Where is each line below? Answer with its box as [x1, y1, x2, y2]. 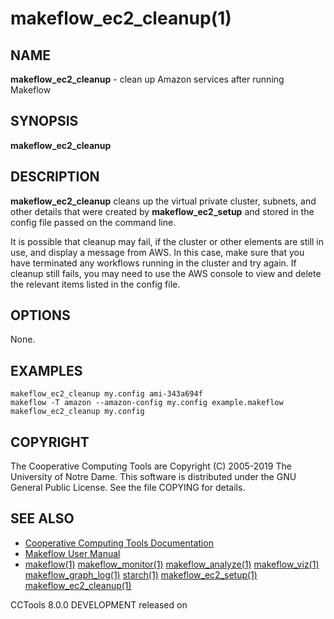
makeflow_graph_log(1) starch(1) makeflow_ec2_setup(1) [24, 568, 258, 581]
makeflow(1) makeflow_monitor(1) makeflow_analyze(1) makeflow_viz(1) [24, 558, 320, 570]
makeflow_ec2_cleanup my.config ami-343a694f [10, 389, 203, 399]
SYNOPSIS [10, 113, 79, 130]
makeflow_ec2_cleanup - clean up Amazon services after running [10, 73, 285, 85]
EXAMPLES [10, 362, 83, 379]
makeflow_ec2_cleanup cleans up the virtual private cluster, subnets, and [10, 195, 317, 207]
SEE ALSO [10, 510, 75, 527]
